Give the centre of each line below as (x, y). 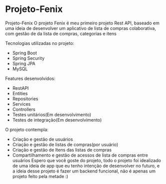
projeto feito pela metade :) (40, 176)
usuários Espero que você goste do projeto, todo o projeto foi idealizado (86, 160)
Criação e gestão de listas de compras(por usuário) (65, 144)
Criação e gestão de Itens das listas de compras (62, 150)
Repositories (25, 99)
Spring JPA (24, 63)
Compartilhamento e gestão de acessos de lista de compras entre (80, 155)
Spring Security (28, 58)
